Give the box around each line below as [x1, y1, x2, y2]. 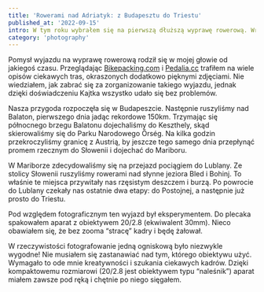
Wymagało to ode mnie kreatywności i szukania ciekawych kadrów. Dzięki [8, 258, 249, 268]
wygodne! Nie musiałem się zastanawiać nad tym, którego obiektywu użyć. [8, 249, 252, 260]
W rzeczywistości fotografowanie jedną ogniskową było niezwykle [8, 242, 223, 251]
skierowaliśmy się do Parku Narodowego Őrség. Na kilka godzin [8, 129, 216, 139]
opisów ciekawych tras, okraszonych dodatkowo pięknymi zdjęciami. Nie [8, 72, 245, 81]
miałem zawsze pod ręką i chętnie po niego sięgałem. [8, 275, 182, 284]
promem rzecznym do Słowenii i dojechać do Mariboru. [8, 146, 187, 155]
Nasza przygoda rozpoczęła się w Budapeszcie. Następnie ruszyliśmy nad [8, 104, 249, 113]
